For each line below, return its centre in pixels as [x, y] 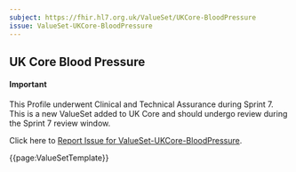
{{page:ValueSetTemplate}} [59, 158]
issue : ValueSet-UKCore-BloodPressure [81, 26]
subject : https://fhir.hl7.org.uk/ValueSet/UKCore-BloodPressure [132, 17]
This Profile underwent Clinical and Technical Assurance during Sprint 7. [141, 104]
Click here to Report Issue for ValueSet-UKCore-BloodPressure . [126, 141]
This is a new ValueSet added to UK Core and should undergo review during [148, 114]
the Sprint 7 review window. [60, 123]
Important [28, 85]
